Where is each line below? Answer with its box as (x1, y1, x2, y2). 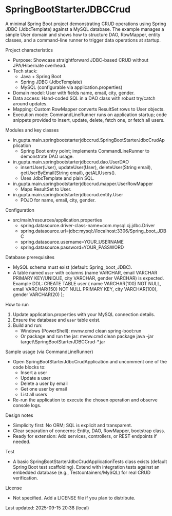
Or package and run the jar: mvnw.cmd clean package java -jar (20, 333, 154, 339)
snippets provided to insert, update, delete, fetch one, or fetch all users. (12, 117, 165, 123)
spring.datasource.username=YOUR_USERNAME (20, 238, 124, 245)
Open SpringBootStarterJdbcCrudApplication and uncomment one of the (12, 358, 167, 364)
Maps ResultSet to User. (20, 186, 72, 192)
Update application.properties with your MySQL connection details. (12, 311, 156, 317)
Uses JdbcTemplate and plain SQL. (20, 175, 95, 181)
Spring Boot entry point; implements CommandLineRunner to (20, 148, 150, 154)
